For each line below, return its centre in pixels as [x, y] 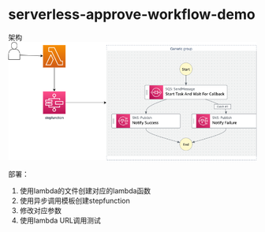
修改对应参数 [40, 211]
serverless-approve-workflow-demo [132, 15]
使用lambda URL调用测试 [60, 221]
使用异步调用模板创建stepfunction [75, 201]
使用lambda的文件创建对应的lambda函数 [85, 191]
